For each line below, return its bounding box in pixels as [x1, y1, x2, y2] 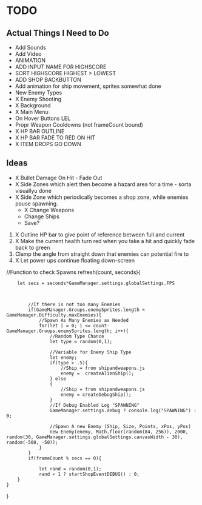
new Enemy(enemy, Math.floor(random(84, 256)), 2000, [49, 429, 189, 435]
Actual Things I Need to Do [6, 28, 109, 38]
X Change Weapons [24, 206, 75, 213]
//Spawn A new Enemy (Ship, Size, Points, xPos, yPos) [49, 423, 191, 429]
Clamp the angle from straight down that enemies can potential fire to [15, 250, 189, 258]
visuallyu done [15, 187, 52, 194]
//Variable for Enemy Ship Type [49, 349, 132, 355]
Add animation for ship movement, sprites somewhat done [15, 82, 162, 90]
